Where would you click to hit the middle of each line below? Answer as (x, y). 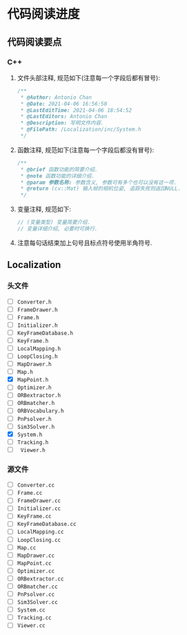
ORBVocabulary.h (40, 411)
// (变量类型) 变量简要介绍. (54, 222)
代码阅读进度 (44, 14)
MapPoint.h (33, 380)
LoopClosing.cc (39, 540)
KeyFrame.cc (34, 516)
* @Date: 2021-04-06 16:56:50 (64, 104)
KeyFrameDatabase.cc (47, 524)
